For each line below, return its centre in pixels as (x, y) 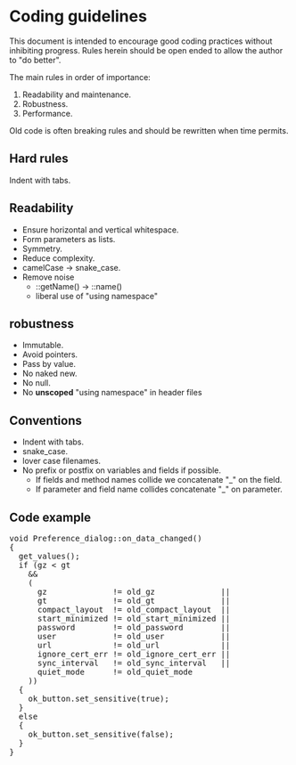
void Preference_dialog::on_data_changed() (106, 538)
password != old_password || (134, 627)
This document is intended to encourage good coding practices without (141, 41)
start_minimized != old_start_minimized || (134, 619)
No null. (37, 383)
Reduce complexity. (58, 258)
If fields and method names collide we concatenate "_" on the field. (159, 480)
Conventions (46, 420)
